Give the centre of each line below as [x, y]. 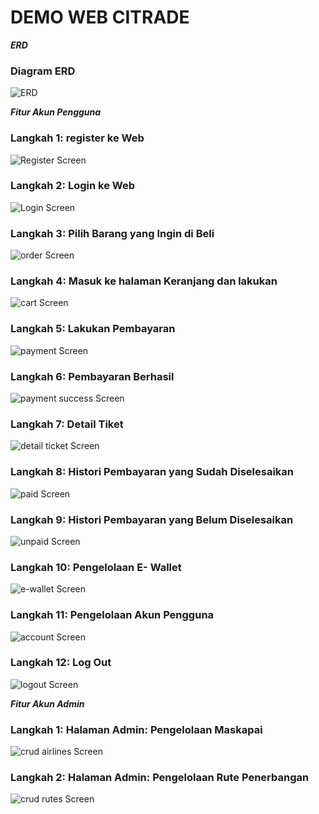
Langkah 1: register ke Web [77, 138]
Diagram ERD [43, 71]
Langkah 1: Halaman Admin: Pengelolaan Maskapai [136, 729]
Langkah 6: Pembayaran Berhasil [92, 376]
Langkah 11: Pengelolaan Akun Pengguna [112, 615]
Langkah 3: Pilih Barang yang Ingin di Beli [112, 233]
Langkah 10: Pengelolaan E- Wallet [96, 567]
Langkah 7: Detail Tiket [67, 424]
